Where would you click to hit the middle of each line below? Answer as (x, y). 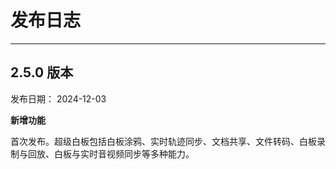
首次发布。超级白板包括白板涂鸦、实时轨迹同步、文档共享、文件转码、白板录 (168, 141)
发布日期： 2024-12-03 (58, 98)
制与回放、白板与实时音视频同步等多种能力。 (102, 153)
